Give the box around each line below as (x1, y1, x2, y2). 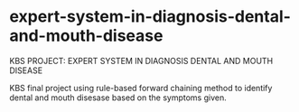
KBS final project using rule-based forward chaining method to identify (9, 82, 273, 93)
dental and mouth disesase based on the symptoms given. (9, 92, 228, 103)
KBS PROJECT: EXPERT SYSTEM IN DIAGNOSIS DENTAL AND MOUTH (9, 55, 274, 66)
